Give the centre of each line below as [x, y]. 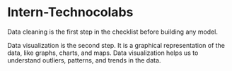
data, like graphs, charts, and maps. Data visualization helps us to [103, 53]
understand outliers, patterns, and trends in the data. [84, 60]
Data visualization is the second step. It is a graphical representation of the [116, 45]
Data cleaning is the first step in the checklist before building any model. [112, 32]
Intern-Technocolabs [70, 12]
